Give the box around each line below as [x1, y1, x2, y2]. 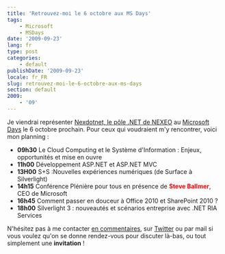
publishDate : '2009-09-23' [7, 67, 84, 74]
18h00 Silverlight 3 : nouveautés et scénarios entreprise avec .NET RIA [16, 203, 217, 212]
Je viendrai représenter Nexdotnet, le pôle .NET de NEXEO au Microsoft [7, 118, 210, 126]
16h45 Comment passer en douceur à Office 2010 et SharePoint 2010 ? [16, 196, 218, 205]
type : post [7, 49, 38, 55]
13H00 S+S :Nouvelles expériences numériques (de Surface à [16, 167, 193, 175]
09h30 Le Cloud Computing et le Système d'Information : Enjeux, [16, 145, 202, 154]
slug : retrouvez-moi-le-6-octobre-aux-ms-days [7, 80, 142, 87]
